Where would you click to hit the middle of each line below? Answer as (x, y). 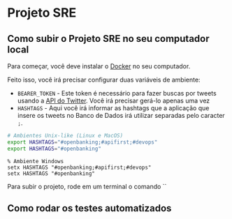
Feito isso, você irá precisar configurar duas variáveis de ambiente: (104, 80)
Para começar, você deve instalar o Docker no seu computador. (99, 66)
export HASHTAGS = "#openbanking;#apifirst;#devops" (82, 142)
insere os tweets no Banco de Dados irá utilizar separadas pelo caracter (121, 115)
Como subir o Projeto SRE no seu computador (108, 39)
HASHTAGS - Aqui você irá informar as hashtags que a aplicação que (113, 108)
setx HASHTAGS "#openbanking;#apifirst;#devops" (79, 167)
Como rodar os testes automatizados (89, 208)
